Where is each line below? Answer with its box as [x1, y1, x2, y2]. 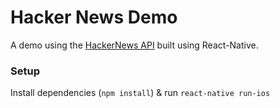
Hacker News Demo [10, 6, 178, 29]
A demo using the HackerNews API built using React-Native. [10, 39, 259, 51]
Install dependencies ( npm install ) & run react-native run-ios [10, 87, 271, 99]
